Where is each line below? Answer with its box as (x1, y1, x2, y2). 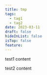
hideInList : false (5, 34, 42, 39)
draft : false (5, 29, 31, 34)
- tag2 (9, 20, 23, 25)
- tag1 (9, 16, 23, 21)
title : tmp (5, 7, 27, 12)
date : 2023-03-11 (5, 25, 40, 30)
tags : (5, 12, 16, 16)
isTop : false (5, 38, 31, 43)
